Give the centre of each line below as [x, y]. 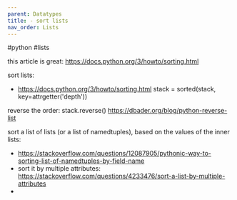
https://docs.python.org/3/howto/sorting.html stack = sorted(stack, [117, 89]
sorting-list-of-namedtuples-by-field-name [81, 161]
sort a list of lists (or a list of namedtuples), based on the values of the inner [118, 132]
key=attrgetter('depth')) [52, 96]
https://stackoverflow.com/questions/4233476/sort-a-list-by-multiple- [121, 176]
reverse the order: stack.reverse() [57, 111]
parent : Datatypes [35, 14]
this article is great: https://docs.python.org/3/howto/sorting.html [103, 61]
